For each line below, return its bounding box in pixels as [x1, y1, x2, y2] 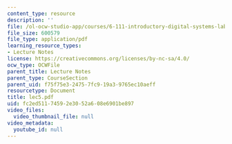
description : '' [7, 17, 54, 24]
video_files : [7, 107, 45, 114]
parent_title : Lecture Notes [7, 68, 91, 75]
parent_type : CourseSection [7, 74, 88, 82]
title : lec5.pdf [7, 94, 54, 101]
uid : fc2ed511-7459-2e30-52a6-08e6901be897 [7, 100, 135, 107]
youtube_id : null [13, 126, 64, 133]
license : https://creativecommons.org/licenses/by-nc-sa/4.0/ [7, 55, 190, 62]
